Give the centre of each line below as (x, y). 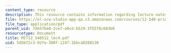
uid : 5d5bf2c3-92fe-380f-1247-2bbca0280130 (52, 43)
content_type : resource (31, 10)
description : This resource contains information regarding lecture (79, 15)
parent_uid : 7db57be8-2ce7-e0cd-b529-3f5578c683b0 (60, 29)
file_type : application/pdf (35, 24)
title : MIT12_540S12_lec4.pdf (37, 38)
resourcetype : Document (31, 33)
